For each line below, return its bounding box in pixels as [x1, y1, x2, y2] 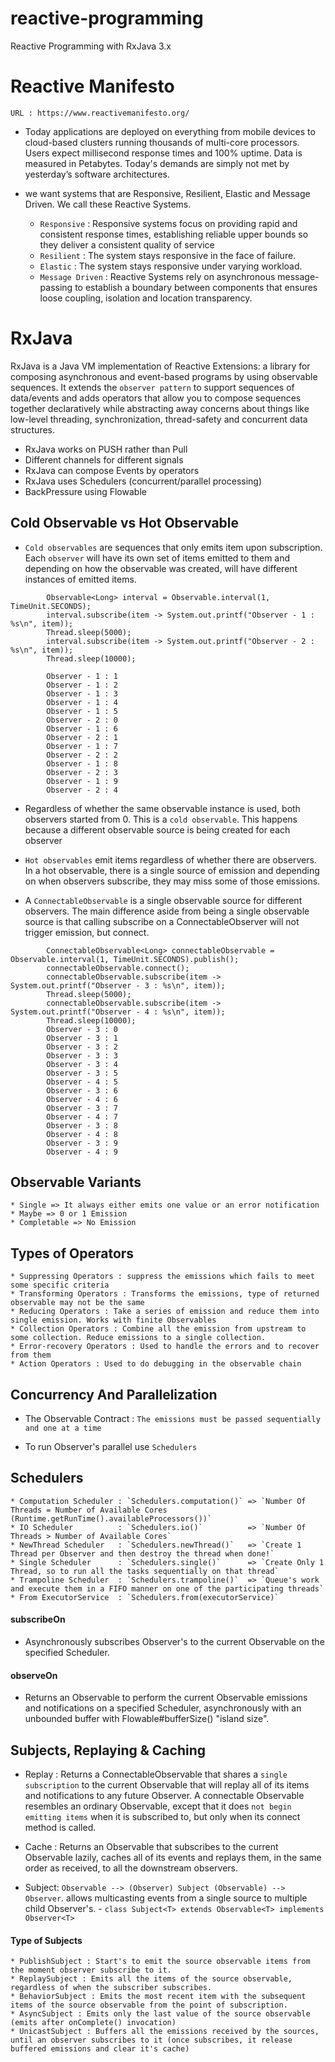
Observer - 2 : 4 [46, 785, 118, 795]
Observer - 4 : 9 [46, 1147, 118, 1157]
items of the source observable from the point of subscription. [10, 2000, 288, 2011]
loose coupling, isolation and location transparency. [39, 292, 253, 304]
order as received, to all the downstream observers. [24, 1862, 238, 1874]
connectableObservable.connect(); [46, 963, 190, 973]
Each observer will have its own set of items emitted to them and [24, 552, 291, 564]
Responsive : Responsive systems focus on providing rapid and [39, 217, 298, 229]
